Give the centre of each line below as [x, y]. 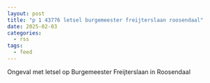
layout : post [26, 13]
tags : [15, 46]
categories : [24, 33]
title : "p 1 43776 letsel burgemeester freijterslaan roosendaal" [105, 20]
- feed [23, 53]
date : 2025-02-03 [32, 26]
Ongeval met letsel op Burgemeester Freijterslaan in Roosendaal [99, 72]
